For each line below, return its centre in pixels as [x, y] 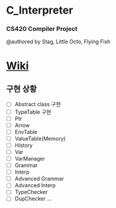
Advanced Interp [35, 185]
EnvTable [26, 132]
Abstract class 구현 [38, 104]
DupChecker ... [33, 199]
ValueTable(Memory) [40, 138]
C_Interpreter [40, 10]
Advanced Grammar [39, 179]
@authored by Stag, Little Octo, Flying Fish [58, 41]
